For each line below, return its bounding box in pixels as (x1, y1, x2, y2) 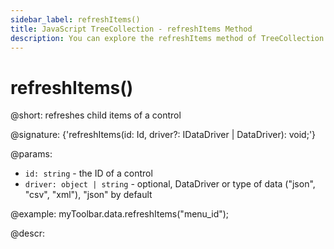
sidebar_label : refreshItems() (10, 14, 141, 25)
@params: (10, 148, 53, 160)
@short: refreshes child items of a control (10, 109, 182, 121)
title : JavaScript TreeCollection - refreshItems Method (10, 24, 253, 34)
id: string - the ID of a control (24, 167, 153, 180)
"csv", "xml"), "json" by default (24, 189, 153, 201)
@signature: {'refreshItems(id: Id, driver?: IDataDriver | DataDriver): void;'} (10, 129, 317, 141)
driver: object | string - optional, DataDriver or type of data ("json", (24, 178, 316, 190)
